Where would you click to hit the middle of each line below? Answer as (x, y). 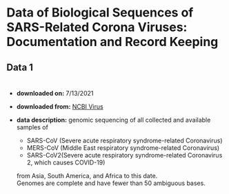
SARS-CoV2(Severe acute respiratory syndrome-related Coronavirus (125, 155)
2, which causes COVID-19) (66, 162)
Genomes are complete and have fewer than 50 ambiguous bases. (111, 183)
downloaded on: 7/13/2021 (55, 93)
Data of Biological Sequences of (100, 13)
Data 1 (20, 67)
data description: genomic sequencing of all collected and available (113, 120)
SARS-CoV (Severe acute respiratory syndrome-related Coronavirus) (125, 140)
